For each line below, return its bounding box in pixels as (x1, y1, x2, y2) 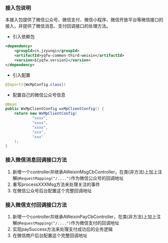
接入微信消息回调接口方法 (5, 156, 67, 163)
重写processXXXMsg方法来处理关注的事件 (12, 181, 100, 187)
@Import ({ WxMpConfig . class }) (5, 82, 66, 87)
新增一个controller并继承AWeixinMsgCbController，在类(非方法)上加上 (12, 169, 158, 175)
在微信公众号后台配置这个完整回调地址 (12, 187, 92, 193)
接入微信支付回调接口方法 (5, 201, 67, 208)
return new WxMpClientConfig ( (14, 111, 78, 116)
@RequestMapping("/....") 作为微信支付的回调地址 (17, 219, 119, 226)
